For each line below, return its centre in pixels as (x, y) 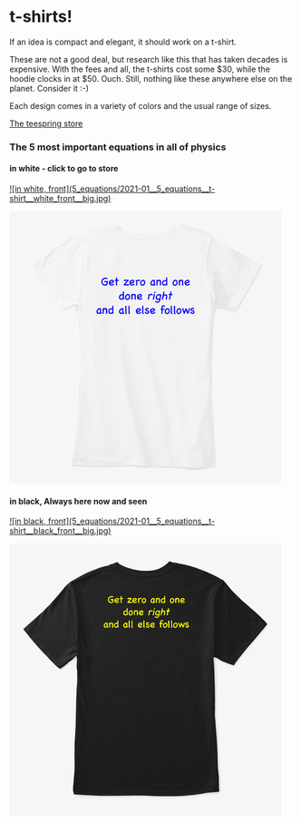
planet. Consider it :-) (49, 88)
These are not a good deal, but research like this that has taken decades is (149, 59)
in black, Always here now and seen (78, 501)
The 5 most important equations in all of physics (118, 147)
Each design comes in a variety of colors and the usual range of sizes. (141, 105)
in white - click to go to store (64, 169)
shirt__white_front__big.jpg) (60, 199)
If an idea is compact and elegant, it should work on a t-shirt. (123, 42)
